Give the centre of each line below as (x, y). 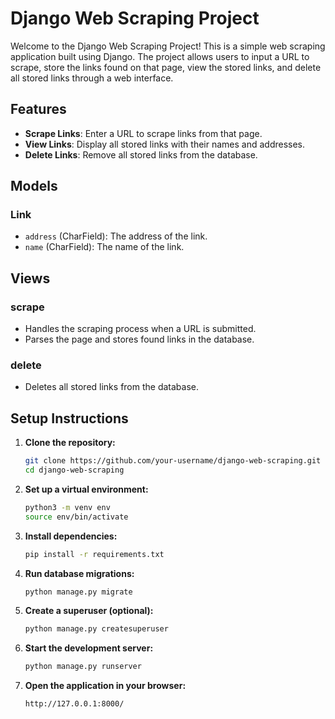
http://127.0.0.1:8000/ (74, 704)
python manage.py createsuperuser (96, 629)
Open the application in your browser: (105, 686)
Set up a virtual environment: (86, 489)
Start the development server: (89, 648)
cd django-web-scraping (74, 470)
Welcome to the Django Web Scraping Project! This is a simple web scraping (168, 46)
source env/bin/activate (76, 517)
